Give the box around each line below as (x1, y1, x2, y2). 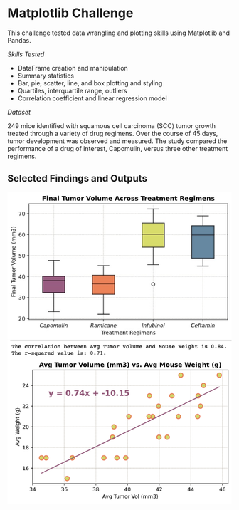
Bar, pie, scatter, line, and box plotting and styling (17, 78, 163, 87)
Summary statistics (17, 71, 75, 80)
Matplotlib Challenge (7, 5, 134, 21)
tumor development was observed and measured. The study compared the (7, 137, 228, 145)
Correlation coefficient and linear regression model (17, 94, 167, 103)
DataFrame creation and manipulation (17, 63, 128, 72)
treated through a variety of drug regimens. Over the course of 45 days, (7, 129, 218, 137)
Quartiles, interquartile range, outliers (17, 86, 127, 95)
